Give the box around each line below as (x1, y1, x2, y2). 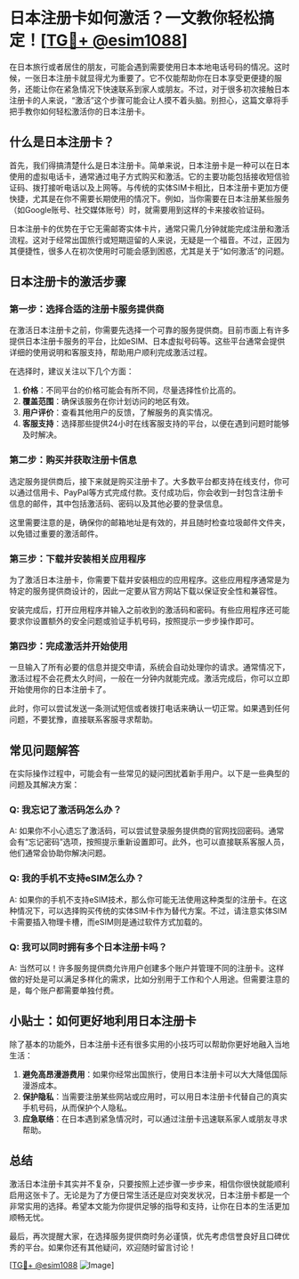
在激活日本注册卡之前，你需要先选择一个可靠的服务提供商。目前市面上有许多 (9, 325, 290, 336)
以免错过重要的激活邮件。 (9, 528, 103, 538)
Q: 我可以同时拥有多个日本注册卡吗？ (9, 941, 167, 953)
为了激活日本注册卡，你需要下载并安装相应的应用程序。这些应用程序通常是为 (9, 575, 290, 586)
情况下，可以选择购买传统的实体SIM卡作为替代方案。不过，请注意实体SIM (16, 905, 287, 916)
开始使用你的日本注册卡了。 (9, 684, 111, 695)
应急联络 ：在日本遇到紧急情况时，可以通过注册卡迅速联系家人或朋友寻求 (21, 1113, 287, 1124)
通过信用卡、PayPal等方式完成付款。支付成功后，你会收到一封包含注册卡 (16, 487, 284, 498)
